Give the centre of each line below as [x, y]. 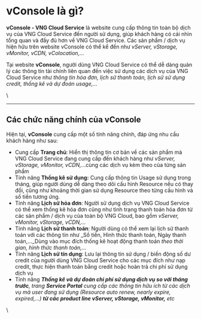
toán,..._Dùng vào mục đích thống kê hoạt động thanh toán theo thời [99, 241]
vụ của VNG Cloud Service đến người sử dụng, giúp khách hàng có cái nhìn [99, 34]
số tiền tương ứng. [37, 196]
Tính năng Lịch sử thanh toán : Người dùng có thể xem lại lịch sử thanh [102, 228]
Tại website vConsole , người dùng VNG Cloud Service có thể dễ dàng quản [99, 65]
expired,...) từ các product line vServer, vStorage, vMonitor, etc [95, 298]
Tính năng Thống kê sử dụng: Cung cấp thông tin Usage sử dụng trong [103, 177]
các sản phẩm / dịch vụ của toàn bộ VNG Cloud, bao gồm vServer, [97, 215]
